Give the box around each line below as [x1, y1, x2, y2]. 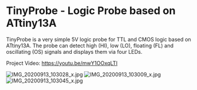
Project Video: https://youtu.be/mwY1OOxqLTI [6, 60, 118, 67]
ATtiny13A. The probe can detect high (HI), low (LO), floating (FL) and [6, 42, 174, 49]
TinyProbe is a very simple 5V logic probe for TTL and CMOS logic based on [6, 36, 191, 43]
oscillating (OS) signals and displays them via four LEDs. [6, 48, 143, 55]
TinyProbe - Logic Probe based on [6, 4, 176, 18]
